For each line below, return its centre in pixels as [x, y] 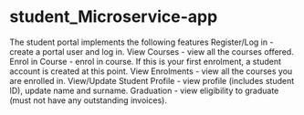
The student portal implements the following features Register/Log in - [142, 42]
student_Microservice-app [114, 17]
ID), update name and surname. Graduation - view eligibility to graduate [144, 90]
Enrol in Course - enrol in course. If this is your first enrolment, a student [145, 61]
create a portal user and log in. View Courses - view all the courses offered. [152, 51]
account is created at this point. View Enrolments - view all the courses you [151, 71]
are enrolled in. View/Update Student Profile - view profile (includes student [152, 80]
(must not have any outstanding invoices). [88, 100]
